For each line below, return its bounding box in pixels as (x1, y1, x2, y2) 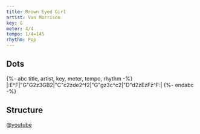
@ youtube (6, 121, 32, 128)
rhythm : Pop (6, 37, 36, 43)
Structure (6, 105, 44, 115)
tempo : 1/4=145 (6, 31, 45, 37)
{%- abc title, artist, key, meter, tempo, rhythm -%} (6, 75, 133, 82)
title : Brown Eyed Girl (6, 8, 66, 15)
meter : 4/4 (6, 25, 34, 32)
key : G (6, 20, 23, 26)
